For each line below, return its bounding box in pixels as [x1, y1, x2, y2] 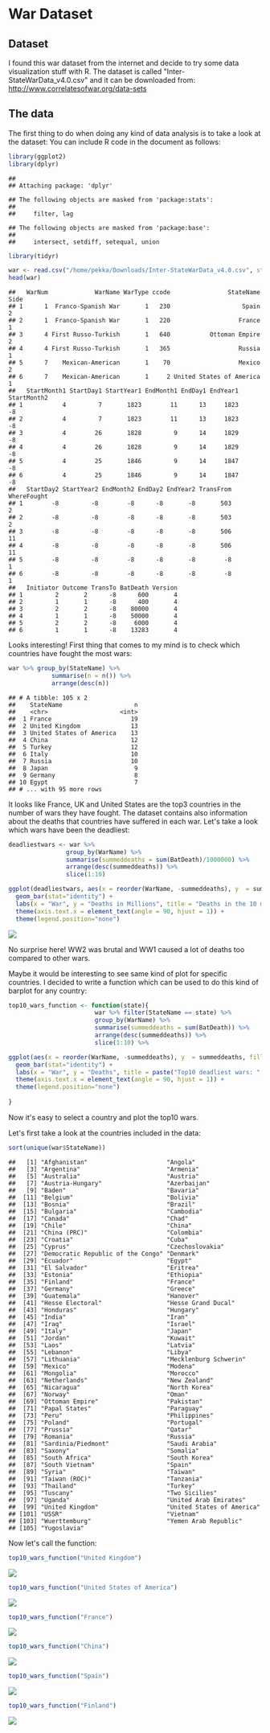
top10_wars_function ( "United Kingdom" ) [8, 1554, 142, 1562]
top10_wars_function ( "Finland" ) [8, 1702, 117, 1710]
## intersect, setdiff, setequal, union [8, 238, 160, 246]
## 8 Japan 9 [8, 764, 138, 772]
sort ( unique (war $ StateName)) [8, 1144, 106, 1152]
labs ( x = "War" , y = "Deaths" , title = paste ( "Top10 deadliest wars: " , [15, 1068, 264, 1076]
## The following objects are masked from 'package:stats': [8, 195, 215, 203]
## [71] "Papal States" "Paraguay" [8, 1404, 203, 1412]
